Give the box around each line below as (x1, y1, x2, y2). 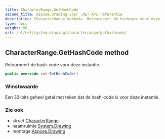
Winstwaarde (5, 83, 39, 90)
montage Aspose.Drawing (12, 128, 66, 134)
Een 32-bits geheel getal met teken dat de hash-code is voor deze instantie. (5, 94, 160, 100)
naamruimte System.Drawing (12, 123, 72, 129)
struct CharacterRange (12, 118, 59, 124)
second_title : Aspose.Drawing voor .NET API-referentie (5, 12, 123, 17)
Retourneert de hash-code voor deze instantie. (5, 61, 100, 67)
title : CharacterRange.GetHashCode (5, 7, 79, 12)
